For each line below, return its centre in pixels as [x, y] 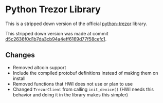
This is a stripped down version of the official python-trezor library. [76, 24]
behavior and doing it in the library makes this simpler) [70, 95]
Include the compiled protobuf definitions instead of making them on [85, 73]
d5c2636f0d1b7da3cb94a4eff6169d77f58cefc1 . [56, 39]
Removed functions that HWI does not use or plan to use [73, 84]
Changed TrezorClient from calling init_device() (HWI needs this [83, 89]
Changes [20, 55]
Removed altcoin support [39, 67]
